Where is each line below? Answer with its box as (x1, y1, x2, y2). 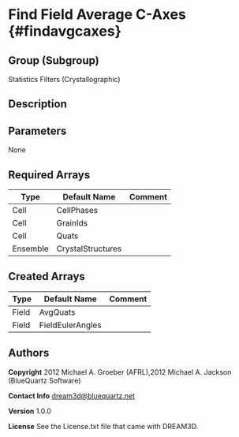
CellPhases (56, 205, 99, 216)
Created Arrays (8, 270, 85, 283)
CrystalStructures (56, 243, 122, 254)
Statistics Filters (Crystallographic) (8, 75, 121, 84)
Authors (8, 346, 50, 360)
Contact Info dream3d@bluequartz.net (8, 390, 136, 400)
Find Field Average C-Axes (8, 6, 187, 24)
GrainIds (56, 218, 88, 229)
